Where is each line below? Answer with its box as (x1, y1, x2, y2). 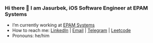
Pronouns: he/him (12, 32, 50, 39)
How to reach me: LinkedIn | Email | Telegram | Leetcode (12, 27, 131, 33)
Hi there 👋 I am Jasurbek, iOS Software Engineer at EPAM (5, 4, 148, 11)
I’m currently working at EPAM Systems (12, 22, 95, 28)
